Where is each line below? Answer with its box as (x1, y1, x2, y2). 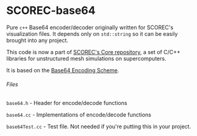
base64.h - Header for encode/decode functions (6, 100, 127, 107)
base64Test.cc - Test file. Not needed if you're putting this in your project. (6, 123, 191, 131)
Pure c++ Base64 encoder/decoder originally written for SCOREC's (6, 24, 174, 31)
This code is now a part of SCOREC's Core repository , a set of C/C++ (6, 48, 181, 55)
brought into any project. (6, 36, 69, 44)
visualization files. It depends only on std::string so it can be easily (6, 30, 178, 37)
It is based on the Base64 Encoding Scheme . (6, 66, 120, 73)
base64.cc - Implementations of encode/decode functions (6, 111, 151, 118)
